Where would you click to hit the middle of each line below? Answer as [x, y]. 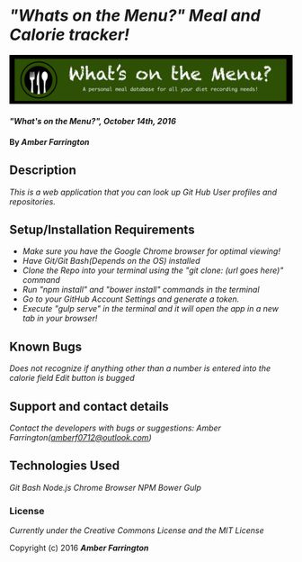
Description [43, 171]
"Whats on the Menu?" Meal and [135, 16]
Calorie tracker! [70, 35]
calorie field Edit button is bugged [72, 378]
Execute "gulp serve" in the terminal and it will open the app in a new [151, 309]
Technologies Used [64, 466]
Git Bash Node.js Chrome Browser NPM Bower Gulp [106, 487]
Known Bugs [46, 346]
